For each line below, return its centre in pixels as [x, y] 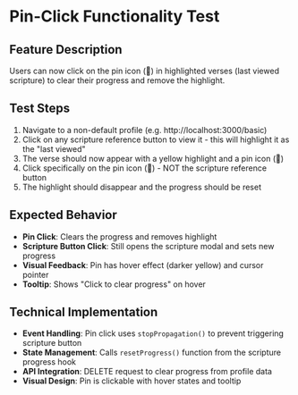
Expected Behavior [64, 215]
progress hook [49, 362]
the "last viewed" [54, 148]
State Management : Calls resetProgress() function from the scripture [152, 353]
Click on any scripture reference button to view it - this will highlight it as [156, 139]
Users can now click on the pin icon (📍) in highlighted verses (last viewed [145, 71]
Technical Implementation [84, 312]
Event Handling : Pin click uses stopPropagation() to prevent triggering [153, 333]
